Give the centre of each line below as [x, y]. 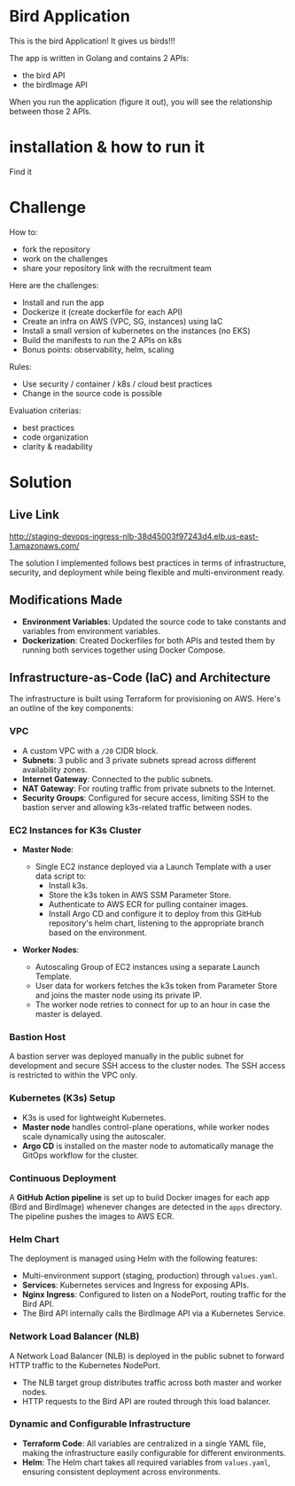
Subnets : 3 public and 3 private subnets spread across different [139, 760]
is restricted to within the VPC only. [74, 1075]
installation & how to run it [107, 147]
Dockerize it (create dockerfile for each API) [102, 311]
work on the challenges [65, 258]
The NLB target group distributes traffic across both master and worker [152, 1382]
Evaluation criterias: [45, 411]
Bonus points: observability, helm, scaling [98, 349]
